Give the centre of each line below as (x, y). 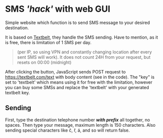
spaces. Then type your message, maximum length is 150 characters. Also (80, 125)
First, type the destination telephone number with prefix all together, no (78, 120)
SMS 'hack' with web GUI (58, 9)
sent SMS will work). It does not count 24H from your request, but (84, 57)
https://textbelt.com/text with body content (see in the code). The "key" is (80, 77)
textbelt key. (18, 92)
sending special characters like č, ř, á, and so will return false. (68, 130)
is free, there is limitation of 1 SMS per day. (48, 42)
